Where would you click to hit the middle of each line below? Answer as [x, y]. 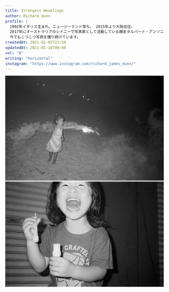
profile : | [17, 21]
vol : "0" [14, 53]
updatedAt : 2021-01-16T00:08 [36, 48]
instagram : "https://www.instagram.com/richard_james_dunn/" [71, 64]
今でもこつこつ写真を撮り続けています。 [45, 37]
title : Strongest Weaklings [35, 11]
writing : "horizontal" [29, 58]
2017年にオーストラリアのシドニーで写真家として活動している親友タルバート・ [79, 32]
